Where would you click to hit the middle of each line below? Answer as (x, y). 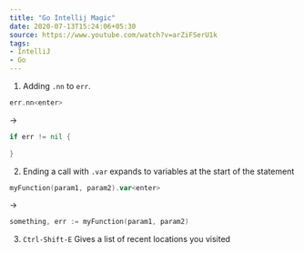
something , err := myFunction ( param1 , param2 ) (99, 222)
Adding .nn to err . (56, 86)
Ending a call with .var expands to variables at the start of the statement (158, 171)
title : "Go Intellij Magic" (63, 18)
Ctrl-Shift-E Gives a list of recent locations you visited (126, 239)
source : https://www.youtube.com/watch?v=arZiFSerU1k (114, 35)
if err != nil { (40, 137)
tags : (20, 43)
